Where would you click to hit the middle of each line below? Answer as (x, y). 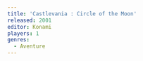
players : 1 (23, 33)
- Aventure (30, 46)
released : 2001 (30, 20)
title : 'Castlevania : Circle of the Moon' (72, 14)
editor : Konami (30, 27)
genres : (19, 40)
